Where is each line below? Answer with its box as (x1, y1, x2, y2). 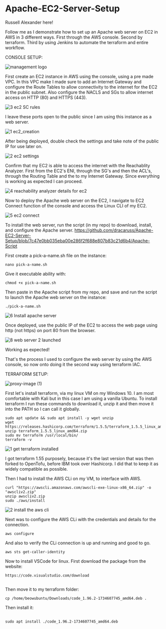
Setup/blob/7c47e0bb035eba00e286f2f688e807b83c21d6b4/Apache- (5, 238, 150, 243)
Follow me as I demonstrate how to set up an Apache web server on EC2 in (5, 29, 158, 35)
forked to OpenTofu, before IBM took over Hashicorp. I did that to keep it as (5, 461, 159, 467)
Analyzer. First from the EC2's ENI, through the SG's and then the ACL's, (5, 168, 152, 174)
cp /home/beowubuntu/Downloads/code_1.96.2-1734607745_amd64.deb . (5, 596, 147, 601)
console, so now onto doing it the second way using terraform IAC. (5, 361, 141, 367)
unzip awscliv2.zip (5, 493, 45, 499)
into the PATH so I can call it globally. (5, 406, 81, 412)
